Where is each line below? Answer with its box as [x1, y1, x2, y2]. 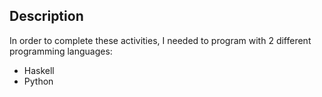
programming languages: [9, 45, 113, 57]
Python [23, 75, 54, 87]
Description [9, 8, 84, 25]
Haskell [23, 64, 55, 76]
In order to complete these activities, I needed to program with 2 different [9, 34, 312, 46]
